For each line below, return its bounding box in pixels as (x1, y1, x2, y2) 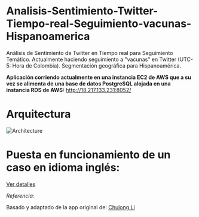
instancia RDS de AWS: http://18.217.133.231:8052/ (6, 86, 131, 93)
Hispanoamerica (6, 30, 90, 43)
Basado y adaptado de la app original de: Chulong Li (6, 203, 136, 210)
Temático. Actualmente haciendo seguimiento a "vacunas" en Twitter (6, 56, 177, 63)
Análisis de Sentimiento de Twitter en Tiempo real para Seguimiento (6, 49, 173, 56)
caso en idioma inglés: (6, 161, 120, 175)
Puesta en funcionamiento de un (6, 148, 171, 162)
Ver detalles (6, 181, 36, 188)
